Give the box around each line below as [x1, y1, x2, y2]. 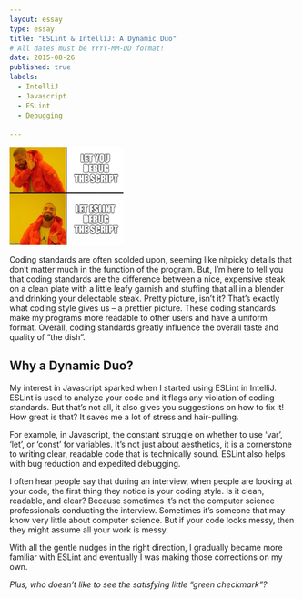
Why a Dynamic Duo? [9, 358, 134, 374]
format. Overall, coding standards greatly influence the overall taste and [9, 322, 279, 333]
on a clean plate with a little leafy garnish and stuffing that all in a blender [9, 284, 284, 294]
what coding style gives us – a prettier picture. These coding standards [9, 303, 276, 314]
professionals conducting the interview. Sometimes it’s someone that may [9, 504, 286, 515]
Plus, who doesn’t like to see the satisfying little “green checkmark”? [9, 579, 268, 590]
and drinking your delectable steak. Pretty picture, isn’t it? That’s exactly [9, 293, 280, 305]
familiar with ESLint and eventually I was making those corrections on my [9, 552, 284, 563]
